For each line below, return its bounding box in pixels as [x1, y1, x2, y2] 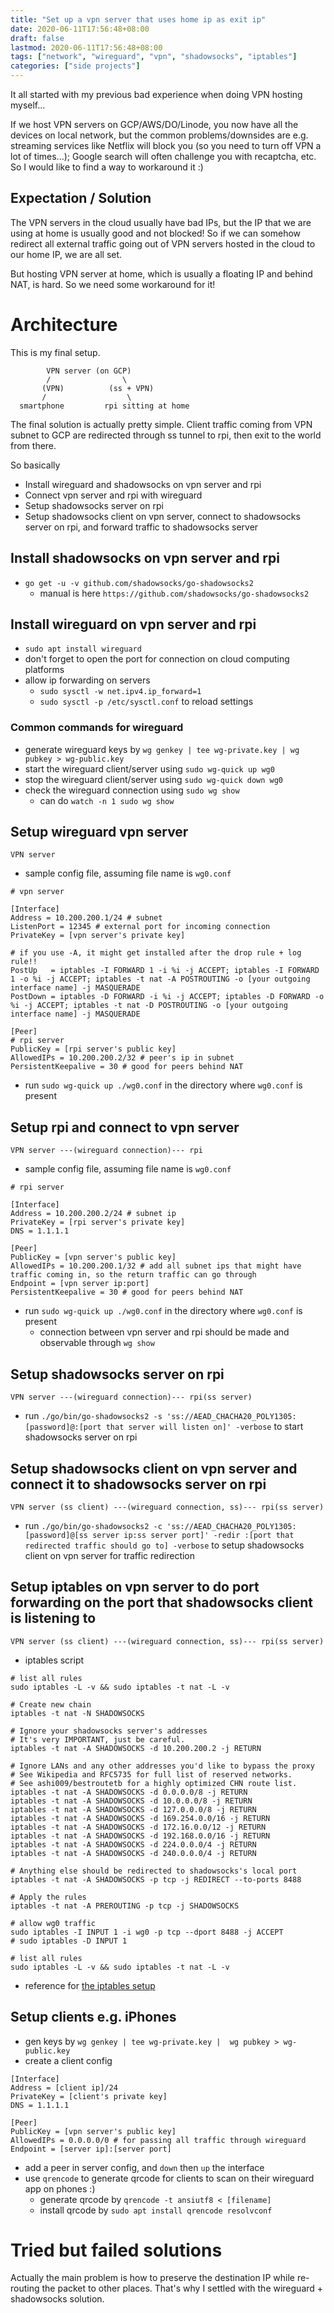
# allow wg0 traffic [10, 1918, 97, 1928]
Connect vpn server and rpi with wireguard [24, 489, 203, 501]
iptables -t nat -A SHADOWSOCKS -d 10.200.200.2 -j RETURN [10, 1743, 262, 1753]
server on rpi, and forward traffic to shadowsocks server [24, 521, 259, 533]
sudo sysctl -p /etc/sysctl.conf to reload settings [39, 696, 254, 708]
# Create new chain [10, 1699, 92, 1710]
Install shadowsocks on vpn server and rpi [10, 550, 281, 567]
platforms [24, 664, 65, 676]
